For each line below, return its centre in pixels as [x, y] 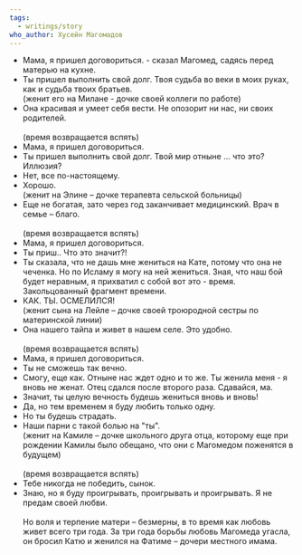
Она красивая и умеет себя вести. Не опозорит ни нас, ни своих [148, 109]
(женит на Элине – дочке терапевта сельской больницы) [132, 195]
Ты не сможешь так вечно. [75, 368]
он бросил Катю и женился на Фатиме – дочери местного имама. [150, 541]
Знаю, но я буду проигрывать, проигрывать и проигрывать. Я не [147, 493]
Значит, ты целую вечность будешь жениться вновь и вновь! [141, 397]
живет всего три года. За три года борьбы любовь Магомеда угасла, [156, 531]
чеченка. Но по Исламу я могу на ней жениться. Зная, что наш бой [152, 272]
